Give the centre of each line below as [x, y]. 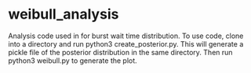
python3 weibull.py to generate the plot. [73, 61]
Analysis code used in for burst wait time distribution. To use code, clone [126, 36]
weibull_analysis [64, 14]
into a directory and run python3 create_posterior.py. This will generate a [126, 43]
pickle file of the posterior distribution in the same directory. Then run [120, 52]
